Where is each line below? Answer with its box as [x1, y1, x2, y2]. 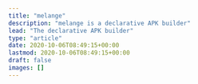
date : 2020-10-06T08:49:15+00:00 [8, 42, 120, 50]
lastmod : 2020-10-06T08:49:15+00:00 [8, 49, 130, 57]
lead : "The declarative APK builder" [8, 26, 134, 34]
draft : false [8, 57, 52, 65]
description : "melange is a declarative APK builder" [8, 19, 192, 27]
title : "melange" [8, 11, 66, 20]
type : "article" [8, 34, 62, 42]
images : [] [8, 64, 45, 72]
